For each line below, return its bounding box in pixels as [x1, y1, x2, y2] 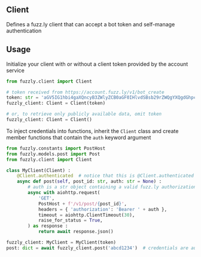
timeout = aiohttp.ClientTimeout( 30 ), [38, 212, 135, 218]
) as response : [28, 223, 68, 229]
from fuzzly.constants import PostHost [6, 145, 106, 152]
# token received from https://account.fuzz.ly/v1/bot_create [6, 89, 165, 95]
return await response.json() [38, 229, 114, 235]
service [6, 66, 25, 74]
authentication [6, 27, 42, 34]
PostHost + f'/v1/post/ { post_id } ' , [38, 201, 127, 207]
